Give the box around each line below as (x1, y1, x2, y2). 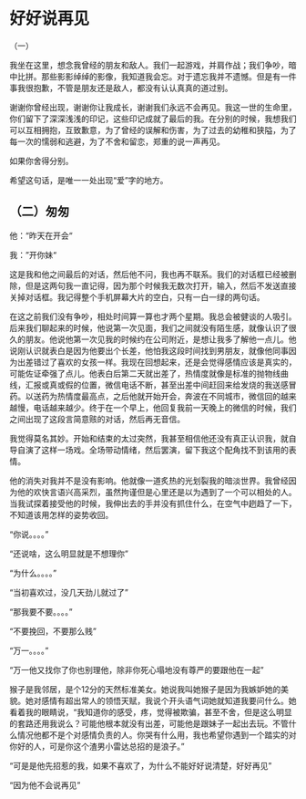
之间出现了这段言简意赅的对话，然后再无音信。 (9, 413, 185, 424)
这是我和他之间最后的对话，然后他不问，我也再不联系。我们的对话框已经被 (9, 268, 289, 279)
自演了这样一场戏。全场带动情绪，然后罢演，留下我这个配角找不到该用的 (16, 444, 289, 455)
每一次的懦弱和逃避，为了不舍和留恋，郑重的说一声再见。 (9, 136, 225, 147)
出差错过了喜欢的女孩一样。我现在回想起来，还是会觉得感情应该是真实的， (16, 357, 297, 368)
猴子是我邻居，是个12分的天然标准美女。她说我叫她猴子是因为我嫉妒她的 (9, 683, 281, 694)
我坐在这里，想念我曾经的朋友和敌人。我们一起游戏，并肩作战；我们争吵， (9, 59, 289, 70)
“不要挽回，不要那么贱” (9, 626, 97, 637)
